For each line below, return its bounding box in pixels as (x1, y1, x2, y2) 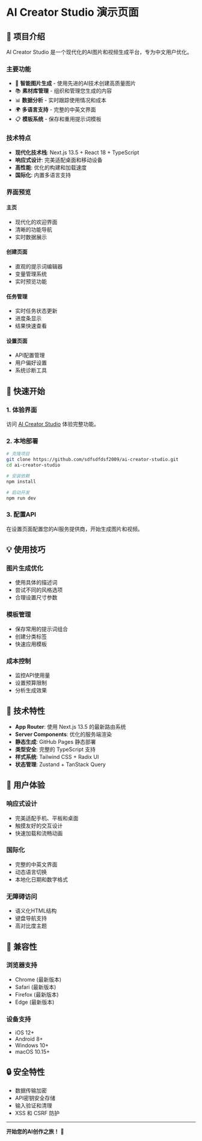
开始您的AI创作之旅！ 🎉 (6, 1128, 64, 1135)
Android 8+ (14, 1036, 43, 1043)
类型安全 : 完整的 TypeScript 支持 (14, 746, 96, 753)
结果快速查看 (14, 323, 47, 330)
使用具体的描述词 (14, 579, 58, 586)
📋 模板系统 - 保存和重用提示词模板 (14, 116, 102, 123)
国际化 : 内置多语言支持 (14, 171, 71, 178)
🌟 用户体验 (6, 780, 45, 790)
